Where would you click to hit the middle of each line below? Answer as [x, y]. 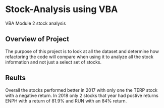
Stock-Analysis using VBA [62, 9]
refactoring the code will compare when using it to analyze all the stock [79, 57]
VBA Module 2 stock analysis [36, 23]
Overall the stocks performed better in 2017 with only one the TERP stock [81, 90]
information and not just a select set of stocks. [53, 62]
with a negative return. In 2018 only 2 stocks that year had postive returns [82, 95]
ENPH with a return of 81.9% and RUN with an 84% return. [66, 101]
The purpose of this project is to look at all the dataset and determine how [82, 51]
